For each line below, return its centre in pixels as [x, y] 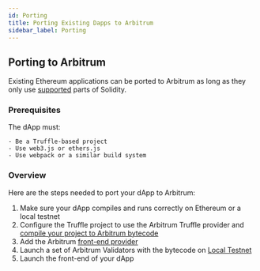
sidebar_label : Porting [47, 30]
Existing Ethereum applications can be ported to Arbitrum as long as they [127, 81]
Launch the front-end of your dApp [77, 258]
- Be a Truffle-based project [58, 142]
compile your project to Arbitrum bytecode [89, 233]
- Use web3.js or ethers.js [55, 149]
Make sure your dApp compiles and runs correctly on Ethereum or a [130, 208]
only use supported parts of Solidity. [68, 90]
